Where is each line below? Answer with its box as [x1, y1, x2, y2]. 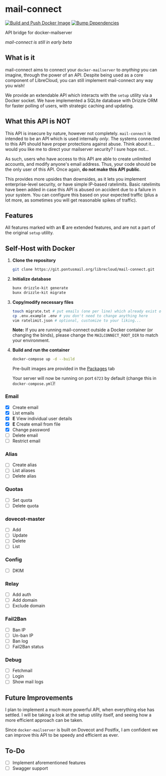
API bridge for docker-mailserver [5, 29, 72, 35]
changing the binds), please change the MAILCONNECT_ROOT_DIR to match [12, 332, 159, 338]
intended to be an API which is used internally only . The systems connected [5, 136, 160, 141]
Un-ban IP [12, 632, 34, 638]
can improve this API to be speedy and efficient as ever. [5, 732, 119, 738]
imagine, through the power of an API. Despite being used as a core [5, 72, 144, 78]
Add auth [12, 592, 31, 598]
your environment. [12, 338, 50, 344]
